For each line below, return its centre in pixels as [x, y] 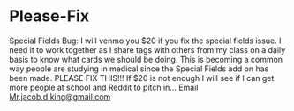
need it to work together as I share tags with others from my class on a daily [147, 49]
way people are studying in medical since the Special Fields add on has [139, 69]
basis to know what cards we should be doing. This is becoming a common [146, 59]
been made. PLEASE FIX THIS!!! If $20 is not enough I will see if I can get [142, 78]
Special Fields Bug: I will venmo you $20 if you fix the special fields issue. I [145, 41]
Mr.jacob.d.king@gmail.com [60, 96]
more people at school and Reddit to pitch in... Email [104, 87]
